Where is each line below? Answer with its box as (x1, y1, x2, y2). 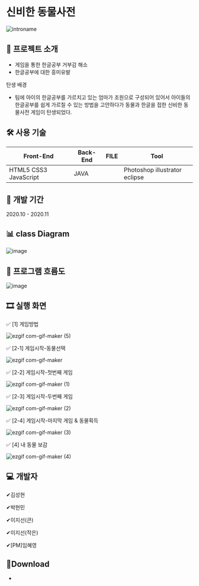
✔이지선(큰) (6, 516, 34, 523)
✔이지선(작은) (6, 529, 38, 536)
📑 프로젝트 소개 (6, 44, 58, 54)
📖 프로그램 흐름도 (6, 266, 65, 276)
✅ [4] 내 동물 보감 (6, 441, 48, 448)
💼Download (6, 559, 50, 569)
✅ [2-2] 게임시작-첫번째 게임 (6, 369, 73, 376)
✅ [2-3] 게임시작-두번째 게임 (6, 392, 73, 400)
